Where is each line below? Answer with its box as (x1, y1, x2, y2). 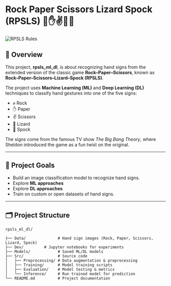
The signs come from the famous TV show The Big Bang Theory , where (5, 136, 156, 142)
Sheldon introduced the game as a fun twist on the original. (5, 141, 130, 148)
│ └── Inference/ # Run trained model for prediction (5, 271, 136, 277)
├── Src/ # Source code (5, 253, 88, 259)
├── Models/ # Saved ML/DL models (5, 249, 103, 254)
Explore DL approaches (12, 185, 63, 191)
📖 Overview (5, 50, 43, 59)
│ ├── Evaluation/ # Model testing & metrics (5, 267, 115, 272)
